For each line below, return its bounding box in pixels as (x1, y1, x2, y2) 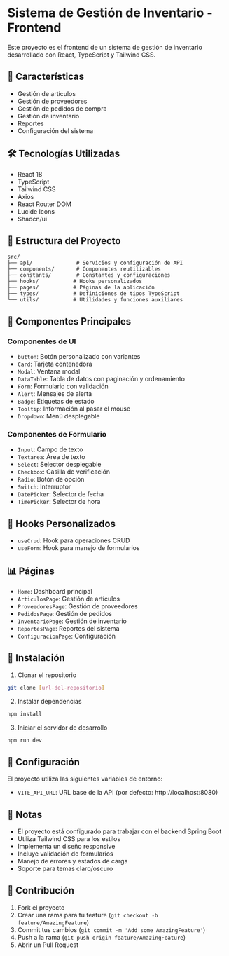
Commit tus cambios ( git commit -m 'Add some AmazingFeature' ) (17, 925, 206, 934)
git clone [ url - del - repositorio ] (7, 684, 105, 691)
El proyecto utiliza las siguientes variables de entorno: (7, 774, 163, 783)
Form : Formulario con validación (17, 382, 109, 390)
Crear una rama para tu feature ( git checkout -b (17, 910, 158, 919)
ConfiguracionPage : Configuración (17, 631, 116, 640)
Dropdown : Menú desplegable (17, 412, 100, 421)
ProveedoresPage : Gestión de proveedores (17, 601, 138, 610)
